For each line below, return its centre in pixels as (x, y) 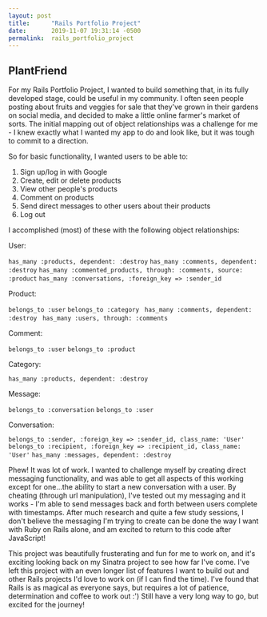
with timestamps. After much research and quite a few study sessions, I (126, 513)
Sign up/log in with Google (64, 172)
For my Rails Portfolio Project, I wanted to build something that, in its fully (129, 90)
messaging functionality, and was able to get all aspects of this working (126, 478)
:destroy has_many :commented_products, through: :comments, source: (126, 270)
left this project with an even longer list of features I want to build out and (129, 571)
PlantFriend (38, 70)
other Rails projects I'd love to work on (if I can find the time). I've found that (133, 579)
